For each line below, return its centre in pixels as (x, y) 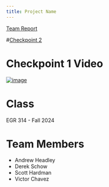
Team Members (45, 144)
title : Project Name (32, 12)
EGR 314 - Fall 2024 (30, 120)
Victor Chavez (32, 179)
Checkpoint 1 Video (54, 63)
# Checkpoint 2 (24, 40)
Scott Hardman (33, 173)
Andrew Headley (35, 160)
